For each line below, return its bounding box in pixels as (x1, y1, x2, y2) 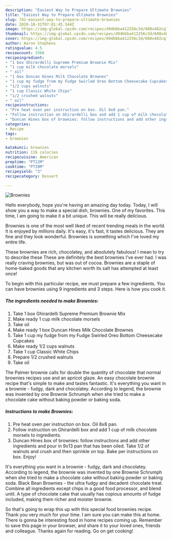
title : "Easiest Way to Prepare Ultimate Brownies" (5, 12, 118, 17)
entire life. (5, 239, 27, 245)
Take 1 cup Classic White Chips (12, 349, 79, 355)
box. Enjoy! (12, 454, 37, 460)
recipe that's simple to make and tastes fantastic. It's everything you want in (5, 380, 166, 387)
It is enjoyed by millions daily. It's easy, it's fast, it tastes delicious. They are (5, 228, 164, 234)
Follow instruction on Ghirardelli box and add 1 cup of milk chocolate (12, 426, 157, 433)
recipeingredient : (5, 55, 45, 60)
